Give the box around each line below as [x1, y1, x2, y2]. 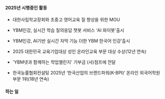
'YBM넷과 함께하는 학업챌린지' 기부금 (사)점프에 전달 [12, 59, 116, 65]
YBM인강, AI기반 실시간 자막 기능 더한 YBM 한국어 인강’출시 [12, 38, 130, 44]
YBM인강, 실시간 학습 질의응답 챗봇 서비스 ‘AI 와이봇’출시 [12, 27, 124, 33]
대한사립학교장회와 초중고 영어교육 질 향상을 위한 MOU [12, 16, 120, 22]
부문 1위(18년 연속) [12, 76, 49, 82]
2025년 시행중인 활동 [5, 4, 47, 10]
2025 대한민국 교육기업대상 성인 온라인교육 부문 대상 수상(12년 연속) [12, 48, 147, 54]
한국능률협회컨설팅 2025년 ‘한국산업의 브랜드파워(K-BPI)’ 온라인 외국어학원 [12, 70, 160, 76]
